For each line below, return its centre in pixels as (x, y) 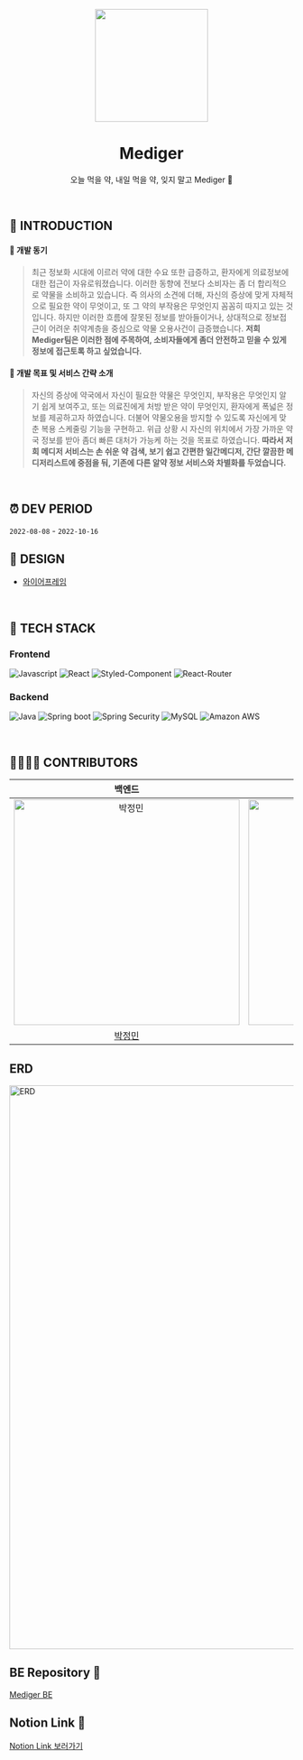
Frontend (30, 654)
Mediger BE (31, 1694)
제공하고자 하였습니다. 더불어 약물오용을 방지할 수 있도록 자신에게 (163, 417)
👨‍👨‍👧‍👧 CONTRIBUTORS (73, 762)
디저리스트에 (54, 462)
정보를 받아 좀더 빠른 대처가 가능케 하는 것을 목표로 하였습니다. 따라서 (162, 440)
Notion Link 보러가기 (46, 1746)
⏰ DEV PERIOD (51, 509)
